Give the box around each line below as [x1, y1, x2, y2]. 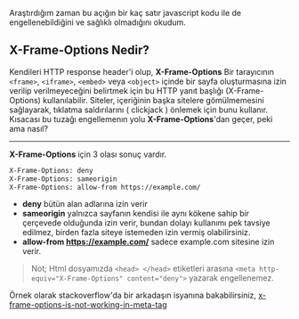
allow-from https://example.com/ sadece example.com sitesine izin [21, 236, 275, 248]
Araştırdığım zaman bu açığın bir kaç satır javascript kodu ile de [9, 8, 242, 18]
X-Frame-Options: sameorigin [9, 174, 117, 184]
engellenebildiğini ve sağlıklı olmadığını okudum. [9, 17, 187, 28]
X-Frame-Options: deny [9, 166, 93, 175]
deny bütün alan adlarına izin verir [21, 199, 149, 209]
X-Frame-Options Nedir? [9, 43, 149, 58]
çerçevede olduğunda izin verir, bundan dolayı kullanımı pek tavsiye [21, 217, 271, 228]
